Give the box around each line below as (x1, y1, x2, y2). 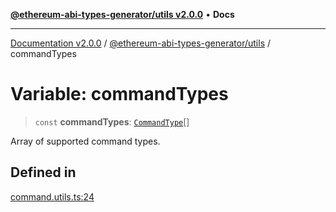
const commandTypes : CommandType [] (34, 115, 190, 128)
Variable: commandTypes (10, 83, 229, 106)
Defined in (10, 164, 77, 181)
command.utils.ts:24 (10, 190, 95, 203)
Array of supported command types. (10, 135, 161, 147)
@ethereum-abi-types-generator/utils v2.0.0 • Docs (10, 9, 235, 20)
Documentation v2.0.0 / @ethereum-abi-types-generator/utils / (10, 37, 272, 49)
